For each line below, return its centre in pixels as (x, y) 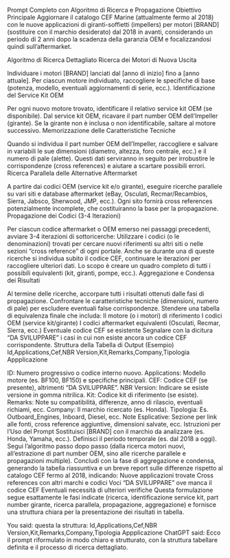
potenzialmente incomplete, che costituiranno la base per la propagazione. (113, 208)
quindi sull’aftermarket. (39, 46)
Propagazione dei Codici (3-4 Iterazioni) (64, 216)
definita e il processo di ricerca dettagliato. (68, 547)
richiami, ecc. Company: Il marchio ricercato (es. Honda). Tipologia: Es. (108, 410)
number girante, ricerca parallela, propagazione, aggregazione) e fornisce (112, 505)
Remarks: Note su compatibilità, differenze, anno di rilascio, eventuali (105, 402)
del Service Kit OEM (35, 95)
